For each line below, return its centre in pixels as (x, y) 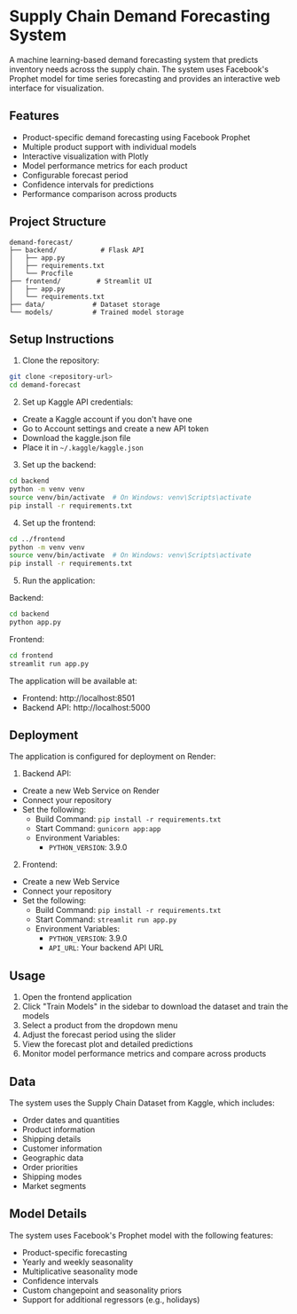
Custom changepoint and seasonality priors (102, 1290)
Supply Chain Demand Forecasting (140, 16)
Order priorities (50, 1168)
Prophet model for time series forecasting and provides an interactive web (145, 78)
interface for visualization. (57, 88)
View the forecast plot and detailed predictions (107, 1044)
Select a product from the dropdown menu (100, 1026)
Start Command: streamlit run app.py (106, 919)
